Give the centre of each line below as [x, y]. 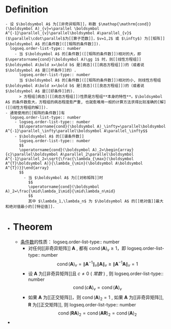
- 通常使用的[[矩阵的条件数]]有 [35, 113]
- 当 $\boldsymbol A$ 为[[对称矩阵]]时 [63, 178]
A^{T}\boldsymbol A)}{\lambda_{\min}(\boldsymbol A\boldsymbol [74, 163]
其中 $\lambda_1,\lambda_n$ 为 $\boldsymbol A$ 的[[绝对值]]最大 [96, 201]
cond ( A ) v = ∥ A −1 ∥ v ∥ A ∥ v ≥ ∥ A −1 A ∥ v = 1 [98, 264]
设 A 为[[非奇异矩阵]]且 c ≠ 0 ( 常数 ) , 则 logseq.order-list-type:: [96, 274]
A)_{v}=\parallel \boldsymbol [67, 28]
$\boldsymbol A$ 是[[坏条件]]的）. [41, 70]
